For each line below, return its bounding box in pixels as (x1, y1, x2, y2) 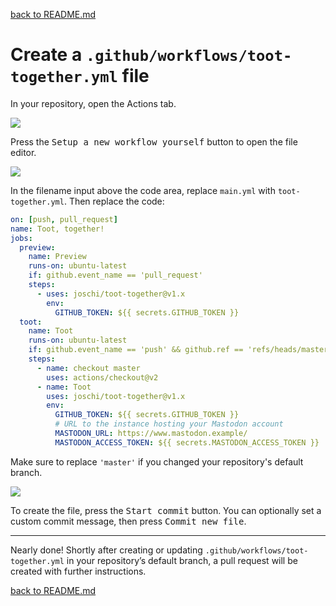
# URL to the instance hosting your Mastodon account (54, 419, 284, 429)
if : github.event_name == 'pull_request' (28, 270, 203, 281)
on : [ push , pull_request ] (10, 214, 118, 224)
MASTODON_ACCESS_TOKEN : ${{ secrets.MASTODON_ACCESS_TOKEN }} (54, 437, 320, 448)
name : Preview (28, 252, 87, 262)
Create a (10, 44, 83, 66)
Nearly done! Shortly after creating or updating (10, 544, 203, 556)
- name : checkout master (36, 363, 141, 373)
